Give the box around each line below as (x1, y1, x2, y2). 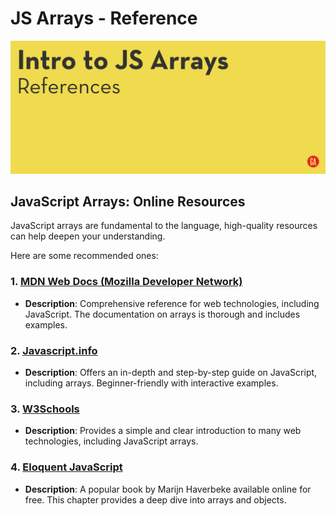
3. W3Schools (10, 402, 80, 416)
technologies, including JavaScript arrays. (24, 435, 199, 447)
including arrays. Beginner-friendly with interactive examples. (24, 377, 279, 389)
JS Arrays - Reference (10, 7, 198, 30)
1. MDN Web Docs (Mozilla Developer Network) (10, 275, 243, 289)
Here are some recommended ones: (10, 250, 159, 262)
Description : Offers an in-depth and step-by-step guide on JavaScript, (24, 366, 318, 378)
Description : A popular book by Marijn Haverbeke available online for (24, 483, 312, 495)
